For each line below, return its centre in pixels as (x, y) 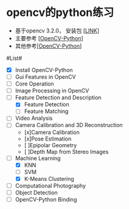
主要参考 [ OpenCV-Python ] (49, 38)
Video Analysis (34, 118)
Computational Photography (51, 185)
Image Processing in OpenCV (52, 91)
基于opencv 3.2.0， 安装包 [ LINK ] (57, 31)
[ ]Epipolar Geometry (51, 145)
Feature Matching (46, 111)
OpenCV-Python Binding (46, 199)
